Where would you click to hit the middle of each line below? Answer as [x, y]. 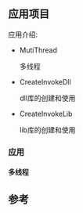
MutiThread [38, 50]
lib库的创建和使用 [47, 130]
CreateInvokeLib [46, 114]
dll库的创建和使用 [47, 98]
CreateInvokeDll [45, 81]
